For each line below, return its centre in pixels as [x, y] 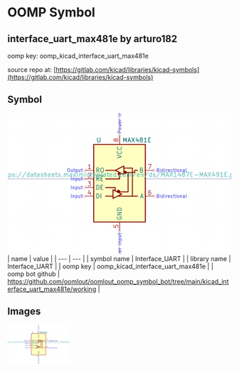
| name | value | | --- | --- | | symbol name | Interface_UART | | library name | [119, 258]
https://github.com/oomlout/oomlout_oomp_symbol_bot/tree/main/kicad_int [118, 281]
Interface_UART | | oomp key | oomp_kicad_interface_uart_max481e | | [110, 266]
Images [24, 311]
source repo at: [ [32, 70]
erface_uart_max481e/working [52, 289]
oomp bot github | [34, 274]
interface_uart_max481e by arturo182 [92, 39]
